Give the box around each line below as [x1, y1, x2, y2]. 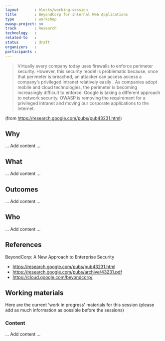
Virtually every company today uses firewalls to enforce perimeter [17, 63, 154, 69]
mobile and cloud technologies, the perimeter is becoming [17, 84, 138, 90]
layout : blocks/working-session [5, 7, 88, 12]
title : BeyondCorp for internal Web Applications [5, 12, 128, 17]
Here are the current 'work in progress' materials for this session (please [5, 302, 155, 308]
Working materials [5, 288, 64, 297]
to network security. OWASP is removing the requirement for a [17, 94, 146, 100]
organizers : [5, 44, 37, 49]
